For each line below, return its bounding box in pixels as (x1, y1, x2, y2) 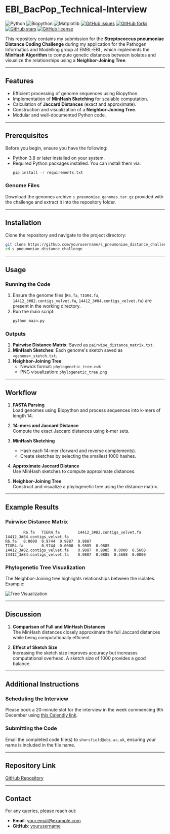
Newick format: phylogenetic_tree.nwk (20, 364, 101, 370)
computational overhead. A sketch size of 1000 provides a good (12, 655, 146, 661)
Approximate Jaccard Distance (12, 463, 79, 469)
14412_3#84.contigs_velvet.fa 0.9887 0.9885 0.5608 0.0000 (5, 552, 146, 557)
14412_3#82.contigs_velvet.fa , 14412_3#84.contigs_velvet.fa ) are (12, 297, 152, 304)
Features (5, 77, 34, 85)
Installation (5, 219, 41, 227)
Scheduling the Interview (5, 695, 68, 702)
